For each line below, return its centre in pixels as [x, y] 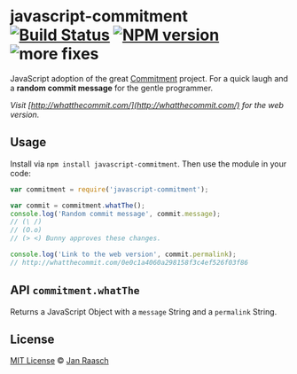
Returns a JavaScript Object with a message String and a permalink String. [144, 311]
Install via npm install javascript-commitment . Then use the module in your [148, 164]
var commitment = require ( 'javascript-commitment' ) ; [109, 189]
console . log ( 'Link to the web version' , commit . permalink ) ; [124, 254]
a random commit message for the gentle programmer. [112, 88]
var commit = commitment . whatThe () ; [78, 206]
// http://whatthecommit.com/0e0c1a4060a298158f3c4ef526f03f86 [129, 262]
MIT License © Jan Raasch [59, 361]
